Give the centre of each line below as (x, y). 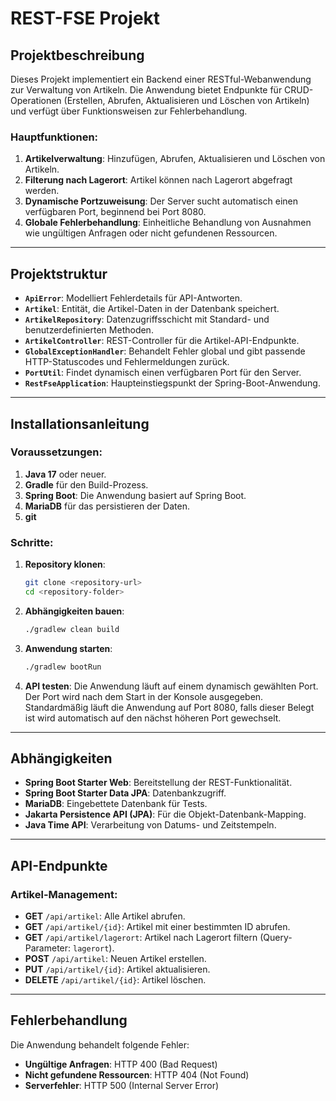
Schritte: (32, 542)
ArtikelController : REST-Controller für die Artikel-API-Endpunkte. (162, 341)
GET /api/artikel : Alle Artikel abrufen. (105, 916)
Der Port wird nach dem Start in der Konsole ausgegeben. (144, 696)
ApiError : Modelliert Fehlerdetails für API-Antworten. (133, 298)
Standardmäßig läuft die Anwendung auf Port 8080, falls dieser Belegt (169, 707)
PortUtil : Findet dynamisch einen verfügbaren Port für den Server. (163, 373)
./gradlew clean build (72, 629)
